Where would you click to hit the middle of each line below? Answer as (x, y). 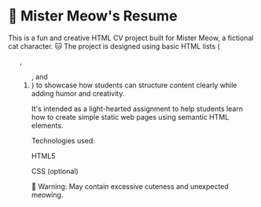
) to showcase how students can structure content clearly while (134, 85)
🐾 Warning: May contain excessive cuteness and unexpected (130, 186)
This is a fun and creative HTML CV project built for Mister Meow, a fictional (131, 38)
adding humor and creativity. (78, 93)
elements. (47, 125)
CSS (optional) (55, 171)
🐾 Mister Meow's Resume (93, 16)
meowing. (47, 194)
